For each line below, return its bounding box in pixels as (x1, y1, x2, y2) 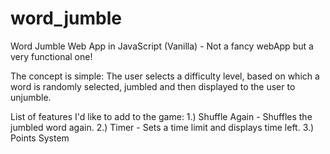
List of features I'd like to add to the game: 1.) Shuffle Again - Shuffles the (10, 110, 313, 122)
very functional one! (10, 50, 93, 62)
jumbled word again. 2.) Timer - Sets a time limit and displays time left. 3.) (10, 121, 315, 133)
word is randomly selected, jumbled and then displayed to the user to (10, 80, 296, 92)
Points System (10, 132, 70, 144)
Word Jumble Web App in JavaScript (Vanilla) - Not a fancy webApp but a (10, 40, 314, 52)
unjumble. (10, 91, 52, 103)
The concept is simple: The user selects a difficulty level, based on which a (10, 70, 320, 82)
